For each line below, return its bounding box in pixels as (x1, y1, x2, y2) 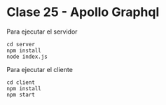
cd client (6, 78, 36, 86)
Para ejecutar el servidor (6, 27, 78, 36)
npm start (6, 91, 36, 98)
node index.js (6, 53, 48, 60)
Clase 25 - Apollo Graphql (6, 4, 160, 20)
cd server (6, 41, 36, 48)
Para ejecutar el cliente (6, 65, 73, 73)
